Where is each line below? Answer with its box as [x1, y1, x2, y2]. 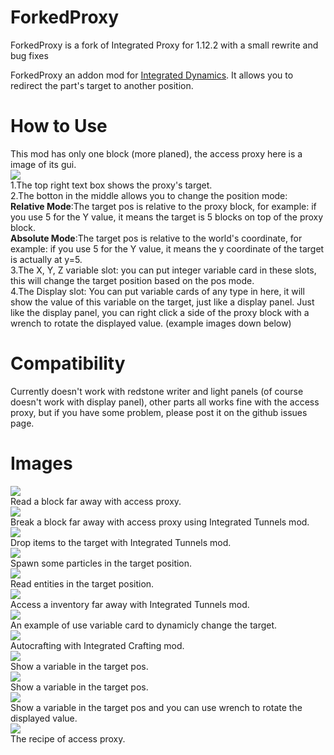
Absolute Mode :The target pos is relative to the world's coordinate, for [10, 232, 303, 244]
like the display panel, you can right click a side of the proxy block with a [10, 306, 310, 318]
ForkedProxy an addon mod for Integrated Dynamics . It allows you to [10, 69, 294, 81]
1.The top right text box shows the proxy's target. [10, 179, 213, 191]
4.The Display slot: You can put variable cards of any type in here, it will [10, 285, 305, 297]
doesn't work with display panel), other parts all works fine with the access [10, 396, 320, 408]
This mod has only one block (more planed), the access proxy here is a [10, 147, 303, 160]
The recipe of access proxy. [10, 732, 126, 745]
